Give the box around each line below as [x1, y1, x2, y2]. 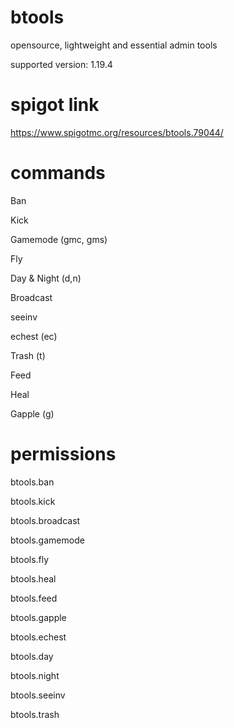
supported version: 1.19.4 [10, 58, 113, 70]
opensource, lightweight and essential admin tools [10, 39, 218, 51]
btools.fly [10, 553, 50, 565]
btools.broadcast [10, 514, 81, 526]
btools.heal [10, 572, 57, 585]
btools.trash [10, 708, 60, 720]
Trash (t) [10, 349, 46, 361]
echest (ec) [10, 330, 58, 342]
